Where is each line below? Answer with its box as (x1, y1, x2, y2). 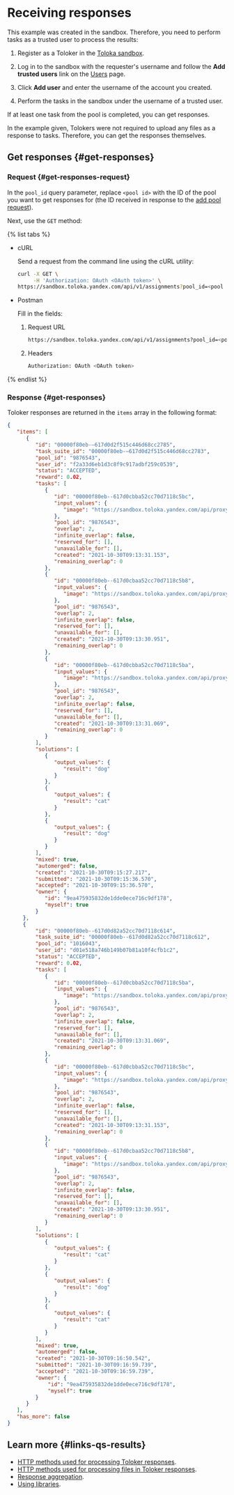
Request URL (27, 323, 65, 332)
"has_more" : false (16, 1413, 70, 1420)
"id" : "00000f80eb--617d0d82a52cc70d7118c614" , (35, 927, 176, 935)
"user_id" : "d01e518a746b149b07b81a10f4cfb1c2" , (35, 946, 179, 954)
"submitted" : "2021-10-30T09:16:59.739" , (35, 1361, 157, 1369)
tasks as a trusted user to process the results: (7, 35, 139, 43)
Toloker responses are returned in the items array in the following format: (7, 408, 217, 417)
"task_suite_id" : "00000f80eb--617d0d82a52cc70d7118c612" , (35, 934, 210, 941)
